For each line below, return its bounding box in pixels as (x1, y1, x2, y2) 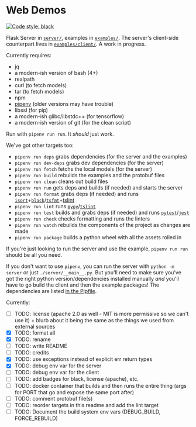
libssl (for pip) (14, 106, 49, 113)
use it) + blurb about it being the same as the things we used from (14, 317, 174, 323)
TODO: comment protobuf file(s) (14, 395, 93, 402)
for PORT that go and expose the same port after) (14, 388, 135, 395)
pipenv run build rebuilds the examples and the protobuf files (14, 171, 165, 178)
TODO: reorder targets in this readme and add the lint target (14, 401, 159, 408)
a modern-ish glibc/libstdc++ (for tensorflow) (14, 112, 125, 120)
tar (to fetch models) (14, 88, 64, 95)
